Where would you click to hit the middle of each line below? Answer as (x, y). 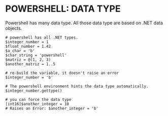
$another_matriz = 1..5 (30, 64)
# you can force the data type (38, 99)
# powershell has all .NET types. (42, 37)
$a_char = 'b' (20, 51)
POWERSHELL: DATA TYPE (63, 9)
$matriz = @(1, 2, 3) (28, 60)
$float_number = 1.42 (28, 46)
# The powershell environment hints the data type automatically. (77, 86)
